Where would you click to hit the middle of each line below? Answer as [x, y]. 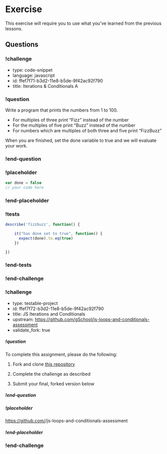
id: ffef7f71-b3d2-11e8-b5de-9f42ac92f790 [58, 81]
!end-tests [18, 265]
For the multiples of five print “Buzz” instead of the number [74, 125]
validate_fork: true [31, 330]
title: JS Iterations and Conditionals [49, 314]
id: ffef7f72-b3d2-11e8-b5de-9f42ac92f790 [58, 309]
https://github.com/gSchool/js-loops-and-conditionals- [92, 319]
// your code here [24, 188]
